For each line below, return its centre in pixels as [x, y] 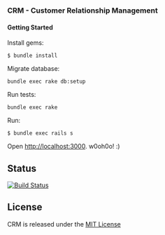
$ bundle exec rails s [40, 133]
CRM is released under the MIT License [64, 224]
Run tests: [22, 95]
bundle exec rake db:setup [46, 82]
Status [22, 168]
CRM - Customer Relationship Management [83, 11]
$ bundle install [33, 56]
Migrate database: [34, 69]
